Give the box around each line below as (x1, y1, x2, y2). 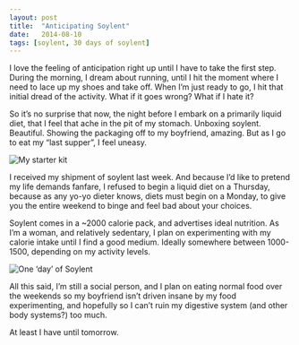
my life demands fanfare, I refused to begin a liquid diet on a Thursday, (9, 181, 270, 193)
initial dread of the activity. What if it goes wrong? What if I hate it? (9, 91, 254, 102)
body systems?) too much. (9, 310, 107, 321)
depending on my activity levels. (30, 246, 150, 257)
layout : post (9, 13, 58, 22)
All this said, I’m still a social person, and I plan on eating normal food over (9, 281, 283, 292)
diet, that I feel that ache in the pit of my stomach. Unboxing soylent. (9, 118, 261, 129)
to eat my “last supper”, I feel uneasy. (9, 137, 148, 148)
